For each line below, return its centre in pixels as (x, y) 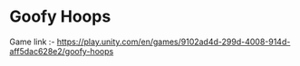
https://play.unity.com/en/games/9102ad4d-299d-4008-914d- (174, 42)
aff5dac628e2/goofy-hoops (62, 51)
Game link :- (32, 42)
